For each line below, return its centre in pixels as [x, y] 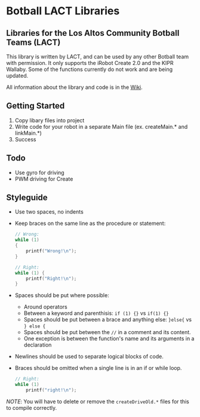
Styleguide [27, 198]
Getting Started [36, 106]
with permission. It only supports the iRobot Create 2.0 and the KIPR [90, 63]
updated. [17, 75]
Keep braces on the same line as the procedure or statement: [90, 223]
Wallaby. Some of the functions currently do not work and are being [90, 69]
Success [25, 139]
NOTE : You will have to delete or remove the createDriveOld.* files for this [98, 401]
